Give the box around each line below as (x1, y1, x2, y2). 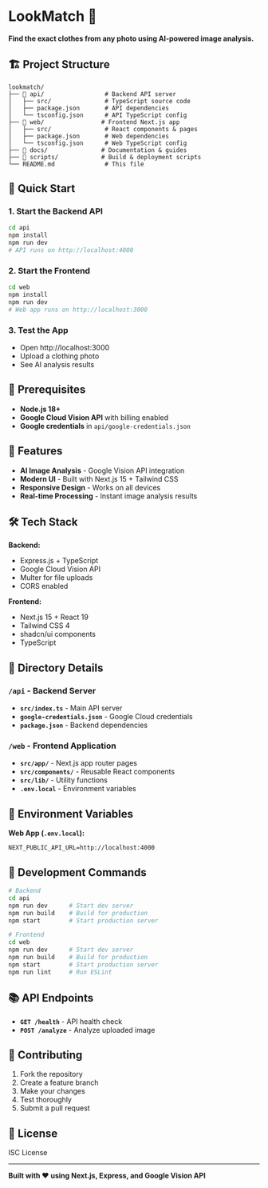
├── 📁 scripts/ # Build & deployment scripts (8, 153, 202, 161)
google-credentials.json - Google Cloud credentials (19, 712, 193, 722)
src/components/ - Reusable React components (19, 767, 175, 777)
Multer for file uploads (19, 573, 93, 582)
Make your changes (19, 1086, 85, 1096)
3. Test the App (8, 324, 69, 335)
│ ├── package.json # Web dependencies (8, 132, 170, 140)
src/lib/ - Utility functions (19, 775, 108, 785)
